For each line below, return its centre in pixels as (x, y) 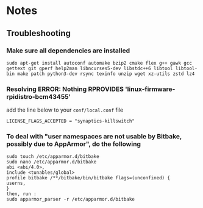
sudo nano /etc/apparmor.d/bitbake (52, 162)
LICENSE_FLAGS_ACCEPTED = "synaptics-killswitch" (71, 121)
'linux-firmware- (150, 89)
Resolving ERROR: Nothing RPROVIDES (65, 89)
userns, (16, 184)
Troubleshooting (39, 33)
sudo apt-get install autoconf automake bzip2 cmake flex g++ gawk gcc (99, 63)
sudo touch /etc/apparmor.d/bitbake (53, 157)
